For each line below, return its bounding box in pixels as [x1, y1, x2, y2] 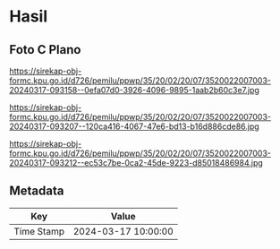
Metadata [9, 184, 64, 199]
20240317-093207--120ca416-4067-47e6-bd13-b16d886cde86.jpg [9, 121, 259, 132]
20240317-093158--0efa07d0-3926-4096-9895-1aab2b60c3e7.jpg [9, 85, 259, 95]
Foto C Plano [9, 42, 81, 57]
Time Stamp [13, 225, 65, 237]
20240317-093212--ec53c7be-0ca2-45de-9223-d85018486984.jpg [9, 158, 264, 167]
